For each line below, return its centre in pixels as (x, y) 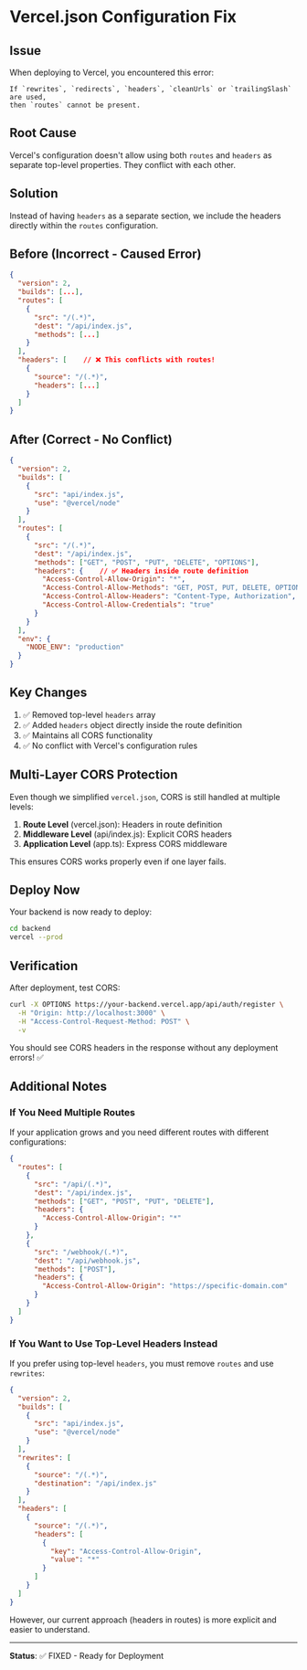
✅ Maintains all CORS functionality (88, 735)
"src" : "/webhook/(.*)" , (81, 1252)
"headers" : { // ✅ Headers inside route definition (141, 571)
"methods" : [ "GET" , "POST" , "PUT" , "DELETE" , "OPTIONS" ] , (146, 562)
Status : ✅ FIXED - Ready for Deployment (87, 1655)
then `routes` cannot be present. (75, 105)
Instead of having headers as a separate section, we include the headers (145, 216)
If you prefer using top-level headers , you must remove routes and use (142, 1363)
